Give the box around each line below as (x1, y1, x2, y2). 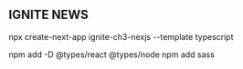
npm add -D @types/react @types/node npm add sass (8, 49, 216, 60)
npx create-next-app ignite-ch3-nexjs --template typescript (8, 31, 234, 42)
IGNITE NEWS (8, 7, 89, 23)
